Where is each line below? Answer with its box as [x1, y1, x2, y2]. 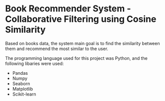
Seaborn [12, 80, 30, 87]
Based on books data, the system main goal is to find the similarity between [5, 40, 160, 46]
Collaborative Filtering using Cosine [5, 13, 157, 25]
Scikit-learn [12, 91, 36, 97]
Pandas [12, 70, 28, 76]
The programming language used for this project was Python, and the [5, 55, 148, 61]
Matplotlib [12, 86, 33, 92]
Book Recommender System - [5, 3, 131, 14]
